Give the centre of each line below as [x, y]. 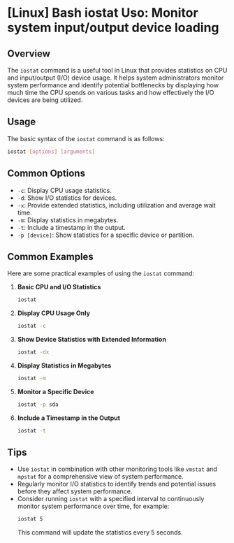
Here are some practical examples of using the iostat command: [101, 273]
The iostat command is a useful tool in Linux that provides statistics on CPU [117, 70]
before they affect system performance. [75, 491]
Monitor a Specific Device [56, 391]
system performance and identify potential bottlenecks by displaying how [113, 85]
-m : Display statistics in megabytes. [68, 220]
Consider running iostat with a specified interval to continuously [111, 499]
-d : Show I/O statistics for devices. [67, 198]
